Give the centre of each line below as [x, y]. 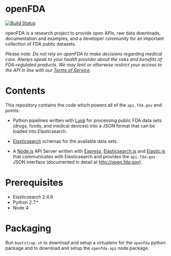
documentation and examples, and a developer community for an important [85, 38]
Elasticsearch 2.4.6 [33, 197]
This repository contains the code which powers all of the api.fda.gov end [84, 105]
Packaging [28, 228]
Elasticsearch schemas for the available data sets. [65, 141]
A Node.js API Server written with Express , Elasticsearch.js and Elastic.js [89, 151]
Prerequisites [34, 183]
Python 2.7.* [26, 202]
